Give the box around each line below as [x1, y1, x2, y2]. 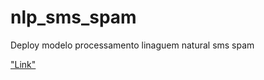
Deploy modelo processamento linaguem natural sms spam [10, 39, 255, 51]
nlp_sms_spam [10, 6, 137, 29]
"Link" [10, 58, 37, 70]
